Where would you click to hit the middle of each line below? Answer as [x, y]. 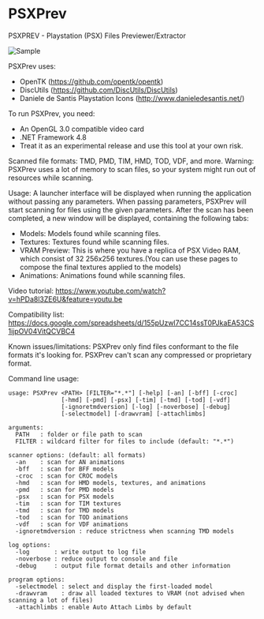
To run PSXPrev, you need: [52, 113]
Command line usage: [44, 378]
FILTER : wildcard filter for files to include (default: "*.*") [125, 441]
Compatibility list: [36, 314]
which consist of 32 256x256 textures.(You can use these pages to [128, 258]
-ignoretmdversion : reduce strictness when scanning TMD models [125, 531]
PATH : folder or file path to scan [79, 434]
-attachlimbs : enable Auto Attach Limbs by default [104, 607]
